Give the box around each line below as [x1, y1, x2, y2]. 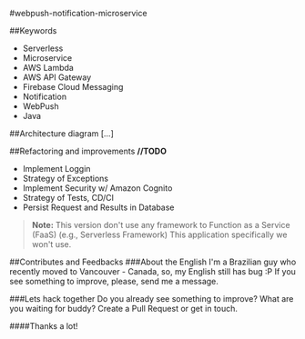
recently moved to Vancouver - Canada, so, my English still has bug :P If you [9, 266, 296, 276]
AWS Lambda [22, 63, 75, 73]
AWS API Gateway [22, 72, 92, 83]
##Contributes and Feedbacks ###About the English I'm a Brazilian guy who [9, 256, 297, 267]
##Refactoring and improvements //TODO [9, 145, 167, 156]
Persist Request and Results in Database [22, 202, 175, 213]
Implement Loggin [22, 164, 91, 174]
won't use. [31, 239, 72, 249]
